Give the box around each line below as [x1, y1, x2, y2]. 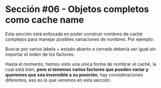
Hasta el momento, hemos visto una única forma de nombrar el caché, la [5, 61, 156, 67]
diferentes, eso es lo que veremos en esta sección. [5, 77, 112, 83]
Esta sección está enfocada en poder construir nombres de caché [5, 31, 143, 37]
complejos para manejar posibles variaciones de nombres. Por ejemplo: [5, 36, 154, 42]
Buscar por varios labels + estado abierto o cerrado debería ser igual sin [5, 46, 156, 52]
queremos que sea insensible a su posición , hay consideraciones [5, 71, 143, 77]
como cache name [5, 14, 84, 26]
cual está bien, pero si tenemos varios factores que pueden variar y [5, 66, 149, 72]
